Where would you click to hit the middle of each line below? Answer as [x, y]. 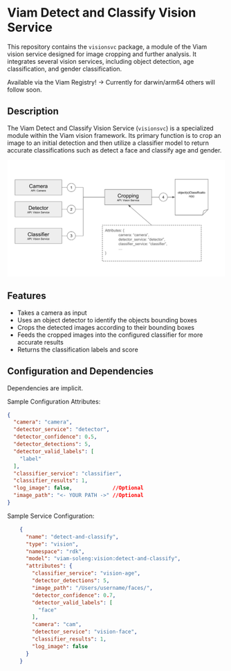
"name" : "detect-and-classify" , [72, 537]
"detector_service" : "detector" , [62, 430]
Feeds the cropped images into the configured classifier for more [110, 335]
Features [27, 296]
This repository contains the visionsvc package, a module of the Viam [107, 46]
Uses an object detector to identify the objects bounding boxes [107, 320]
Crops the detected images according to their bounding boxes [106, 327]
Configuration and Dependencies [80, 371]
